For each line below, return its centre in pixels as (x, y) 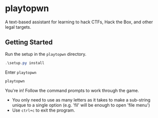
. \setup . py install (25, 63)
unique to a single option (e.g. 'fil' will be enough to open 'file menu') (81, 105)
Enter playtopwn (21, 72)
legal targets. (18, 27)
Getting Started (29, 42)
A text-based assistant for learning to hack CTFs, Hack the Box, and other (79, 22)
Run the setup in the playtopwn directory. (46, 54)
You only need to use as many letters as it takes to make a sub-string (81, 100)
